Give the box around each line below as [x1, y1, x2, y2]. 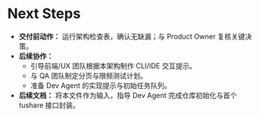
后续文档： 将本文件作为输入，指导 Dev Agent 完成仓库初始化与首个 [18, 90, 237, 100]
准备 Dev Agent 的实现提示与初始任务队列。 [30, 80, 172, 90]
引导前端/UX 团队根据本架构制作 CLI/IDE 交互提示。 [30, 60, 197, 71]
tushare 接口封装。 [18, 100, 80, 110]
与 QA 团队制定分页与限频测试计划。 [30, 71, 148, 80]
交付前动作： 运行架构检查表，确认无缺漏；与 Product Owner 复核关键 [18, 31, 246, 41]
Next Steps [7, 5, 81, 23]
